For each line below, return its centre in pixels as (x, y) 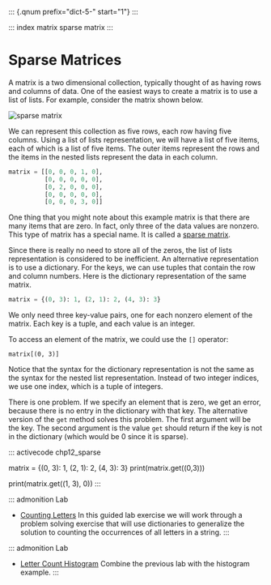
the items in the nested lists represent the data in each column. (113, 156)
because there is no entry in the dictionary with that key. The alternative (128, 411)
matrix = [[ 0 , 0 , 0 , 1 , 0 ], (56, 172)
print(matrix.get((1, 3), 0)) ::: (55, 484)
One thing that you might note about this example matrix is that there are (129, 217)
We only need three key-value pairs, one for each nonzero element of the (131, 315)
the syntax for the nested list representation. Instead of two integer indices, (134, 378)
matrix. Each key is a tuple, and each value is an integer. (102, 324)
